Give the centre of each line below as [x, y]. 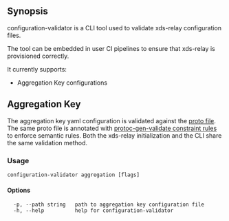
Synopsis [28, 11]
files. [14, 35]
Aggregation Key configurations [62, 83]
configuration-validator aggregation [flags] [73, 175]
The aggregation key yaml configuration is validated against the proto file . [112, 120]
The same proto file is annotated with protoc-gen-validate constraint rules [112, 128]
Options [19, 190]
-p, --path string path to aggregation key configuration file [109, 205]
